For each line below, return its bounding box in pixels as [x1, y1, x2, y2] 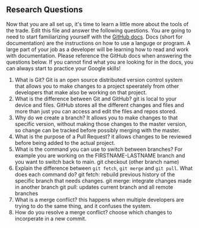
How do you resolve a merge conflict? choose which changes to [14, 208, 172, 216]
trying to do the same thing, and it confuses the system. [14, 202, 152, 210]
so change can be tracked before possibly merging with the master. [14, 126, 181, 134]
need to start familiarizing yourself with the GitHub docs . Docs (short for [6, 33, 183, 40]
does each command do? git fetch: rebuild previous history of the [14, 170, 175, 178]
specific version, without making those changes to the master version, [14, 120, 187, 127]
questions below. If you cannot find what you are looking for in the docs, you [6, 58, 194, 65]
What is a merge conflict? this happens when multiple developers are [14, 196, 184, 203]
